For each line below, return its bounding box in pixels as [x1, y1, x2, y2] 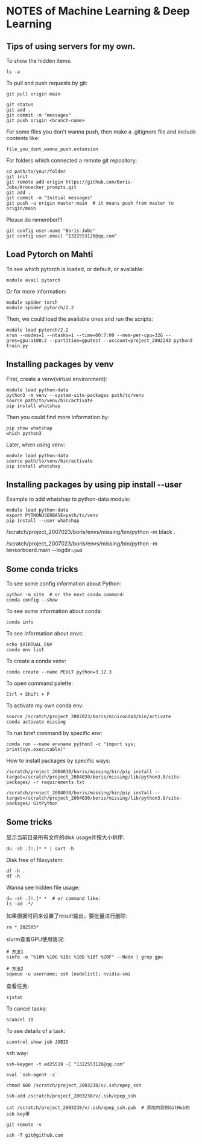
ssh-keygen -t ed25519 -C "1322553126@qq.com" [6, 1061, 125, 1067]
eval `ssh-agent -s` [6, 1072, 58, 1078]
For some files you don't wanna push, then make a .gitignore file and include [6, 128, 196, 135]
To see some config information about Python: [6, 580, 122, 587]
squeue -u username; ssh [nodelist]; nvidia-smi [6, 971, 131, 977]
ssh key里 [6, 1111, 30, 1117]
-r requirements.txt [33, 779, 85, 786]
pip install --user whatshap [6, 518, 80, 524]
